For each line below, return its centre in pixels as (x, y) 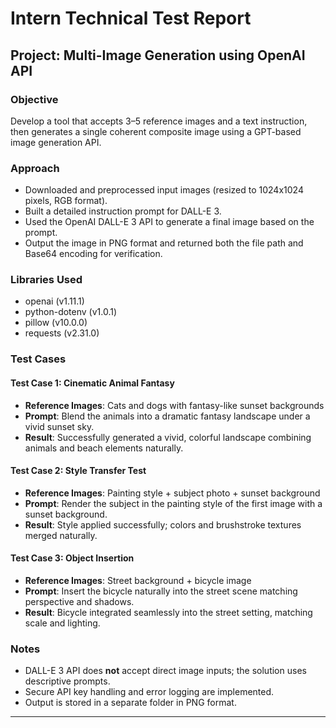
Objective (34, 99)
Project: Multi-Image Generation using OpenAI (158, 55)
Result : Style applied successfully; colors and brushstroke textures (163, 524)
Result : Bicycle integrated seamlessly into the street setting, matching (168, 612)
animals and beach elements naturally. (104, 448)
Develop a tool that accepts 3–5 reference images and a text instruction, (159, 121)
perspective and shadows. (79, 601)
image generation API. (56, 142)
